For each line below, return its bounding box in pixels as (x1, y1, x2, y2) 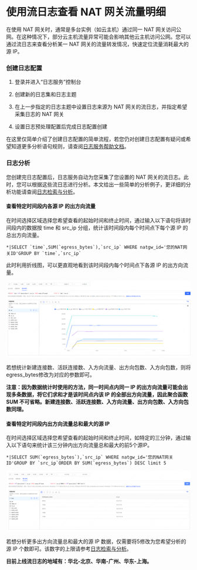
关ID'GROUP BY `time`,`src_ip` (6, 250, 82, 256)
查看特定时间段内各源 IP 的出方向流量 (6, 203, 96, 210)
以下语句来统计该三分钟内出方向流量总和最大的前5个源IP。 (11, 442, 153, 449)
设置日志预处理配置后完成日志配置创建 (14, 123, 107, 130)
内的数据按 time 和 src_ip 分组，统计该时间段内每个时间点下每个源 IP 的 (16, 224, 188, 231)
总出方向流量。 (6, 231, 42, 238)
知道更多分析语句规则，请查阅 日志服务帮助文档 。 (11, 143, 130, 150)
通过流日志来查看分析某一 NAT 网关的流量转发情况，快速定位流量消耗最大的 (6, 40, 189, 48)
